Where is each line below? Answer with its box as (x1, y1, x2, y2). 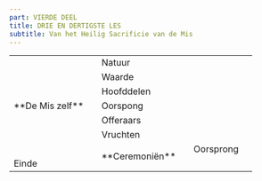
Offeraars (101, 114, 142, 127)
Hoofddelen (101, 85, 151, 98)
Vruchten (101, 129, 141, 141)
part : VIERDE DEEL (9, 12, 78, 22)
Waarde (101, 71, 135, 83)
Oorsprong (192, 143, 239, 155)
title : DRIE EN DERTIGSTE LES (9, 21, 122, 30)
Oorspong (101, 99, 144, 112)
